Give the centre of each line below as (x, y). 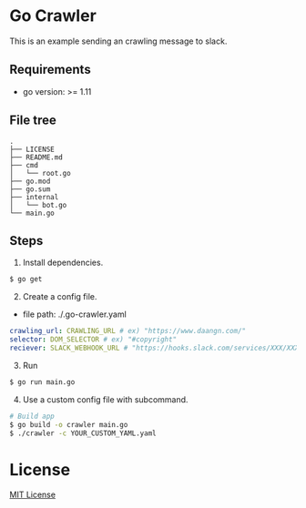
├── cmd (24, 165)
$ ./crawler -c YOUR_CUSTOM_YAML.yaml (83, 433)
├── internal (34, 197)
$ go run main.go (42, 382)
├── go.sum (30, 189)
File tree (33, 121)
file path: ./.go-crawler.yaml (75, 314)
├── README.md (36, 157)
